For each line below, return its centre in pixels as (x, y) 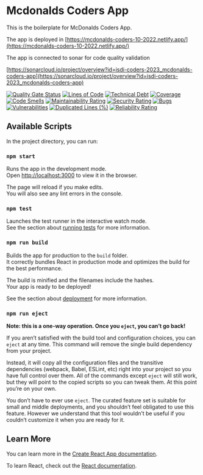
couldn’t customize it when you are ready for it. (66, 419)
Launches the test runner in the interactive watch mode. (77, 221)
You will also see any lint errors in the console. (65, 194)
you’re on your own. (31, 388)
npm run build (27, 243)
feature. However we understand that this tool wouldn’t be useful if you (95, 413)
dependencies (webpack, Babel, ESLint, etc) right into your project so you (99, 369)
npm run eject (27, 313)
